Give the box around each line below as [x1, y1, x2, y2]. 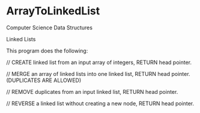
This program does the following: [6, 47, 88, 54]
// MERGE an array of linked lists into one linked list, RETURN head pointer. [6, 70, 190, 77]
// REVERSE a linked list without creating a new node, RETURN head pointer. [6, 100, 195, 107]
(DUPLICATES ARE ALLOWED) [6, 77, 82, 84]
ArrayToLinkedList [6, 4, 100, 18]
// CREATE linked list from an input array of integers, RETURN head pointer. [6, 59, 192, 66]
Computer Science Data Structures [6, 24, 93, 31]
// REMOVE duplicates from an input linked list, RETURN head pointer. [6, 88, 178, 95]
